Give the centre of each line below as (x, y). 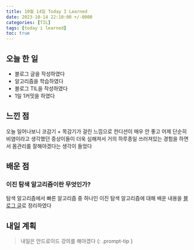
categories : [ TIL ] (28, 22)
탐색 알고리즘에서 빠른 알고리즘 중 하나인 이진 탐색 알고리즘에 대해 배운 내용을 (94, 198)
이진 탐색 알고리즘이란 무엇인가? (49, 184)
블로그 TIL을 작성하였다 (41, 88)
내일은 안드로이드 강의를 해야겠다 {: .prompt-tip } (77, 241)
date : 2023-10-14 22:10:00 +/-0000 (49, 17)
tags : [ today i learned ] (36, 28)
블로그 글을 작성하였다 (40, 73)
